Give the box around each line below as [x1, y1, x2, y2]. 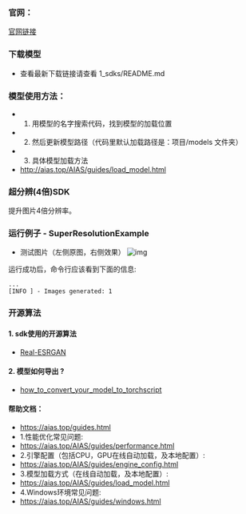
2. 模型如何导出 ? [8, 367, 65, 376]
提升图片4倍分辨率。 [8, 206, 77, 215]
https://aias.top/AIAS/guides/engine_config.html [19, 460, 179, 469]
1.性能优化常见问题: [19, 432, 84, 442]
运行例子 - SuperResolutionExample [8, 228, 149, 239]
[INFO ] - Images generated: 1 [8, 287, 113, 295]
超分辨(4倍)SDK [8, 186, 70, 197]
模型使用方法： [8, 90, 66, 102]
